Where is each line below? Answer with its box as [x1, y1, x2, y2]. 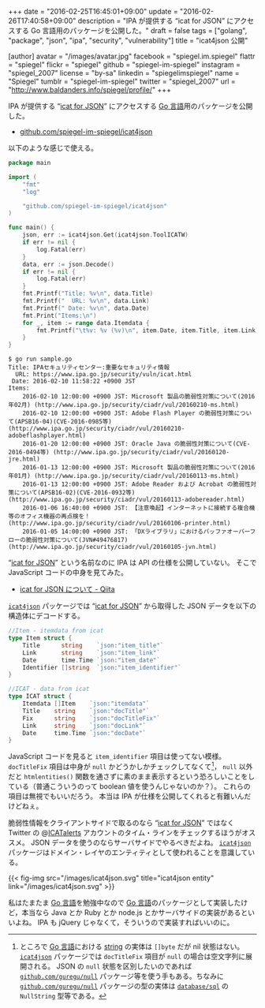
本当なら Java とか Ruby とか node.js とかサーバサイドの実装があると [21, 907, 248, 917]
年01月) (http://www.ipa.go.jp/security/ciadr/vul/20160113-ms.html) [8, 472, 239, 480]
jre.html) [8, 455, 41, 464]
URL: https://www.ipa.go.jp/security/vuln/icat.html [15, 371, 192, 379]
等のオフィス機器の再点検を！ [8, 513, 91, 521]
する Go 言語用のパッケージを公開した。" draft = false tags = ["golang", [14, 26, 248, 35]
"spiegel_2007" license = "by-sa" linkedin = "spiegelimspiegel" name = [8, 69, 240, 77]
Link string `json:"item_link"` [22, 648, 160, 657]
